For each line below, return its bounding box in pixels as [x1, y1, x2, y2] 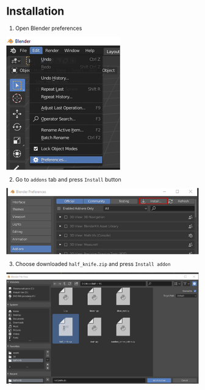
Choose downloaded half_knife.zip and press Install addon [15, 260, 171, 267]
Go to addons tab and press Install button [15, 175, 122, 183]
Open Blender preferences [15, 24, 82, 32]
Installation [6, 4, 65, 18]
